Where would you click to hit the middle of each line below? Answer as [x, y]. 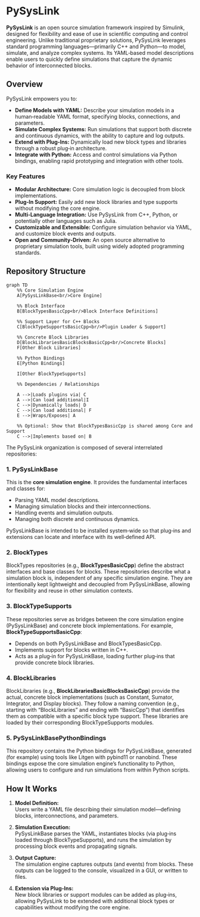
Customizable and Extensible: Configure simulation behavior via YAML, [103, 227]
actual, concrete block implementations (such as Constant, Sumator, [90, 697]
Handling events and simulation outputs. [64, 513]
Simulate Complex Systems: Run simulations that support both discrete [103, 129]
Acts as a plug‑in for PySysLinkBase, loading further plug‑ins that [95, 656]
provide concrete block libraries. [54, 662]
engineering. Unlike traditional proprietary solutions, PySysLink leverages [96, 40]
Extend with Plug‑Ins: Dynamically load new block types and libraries [101, 142]
